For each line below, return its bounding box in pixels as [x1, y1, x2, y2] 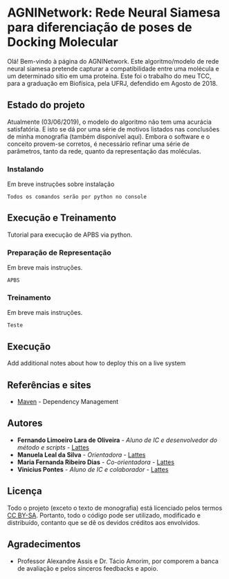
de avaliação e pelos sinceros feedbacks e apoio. [17, 564, 158, 572]
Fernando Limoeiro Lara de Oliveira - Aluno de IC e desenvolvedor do [17, 436, 218, 444]
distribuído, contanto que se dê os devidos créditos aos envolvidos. [7, 518, 201, 526]
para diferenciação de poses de [7, 19, 192, 35]
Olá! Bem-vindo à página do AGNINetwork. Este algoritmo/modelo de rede [7, 57, 219, 65]
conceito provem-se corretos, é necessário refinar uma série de [7, 140, 190, 148]
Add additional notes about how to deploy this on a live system [7, 359, 186, 367]
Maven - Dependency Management [17, 398, 119, 406]
